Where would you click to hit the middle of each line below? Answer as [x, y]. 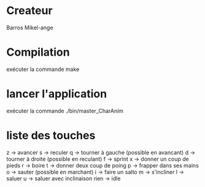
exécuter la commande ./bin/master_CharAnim [65, 111]
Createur [30, 11]
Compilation [38, 52]
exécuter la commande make [43, 69]
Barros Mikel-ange [30, 28]
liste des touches [51, 136]
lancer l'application [57, 94]
